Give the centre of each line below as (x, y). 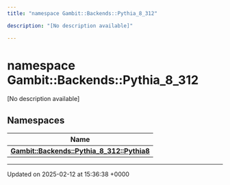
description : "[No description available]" (70, 26)
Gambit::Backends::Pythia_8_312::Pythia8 (80, 151)
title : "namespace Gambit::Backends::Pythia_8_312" (82, 13)
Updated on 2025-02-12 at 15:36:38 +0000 (68, 174)
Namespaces (36, 120)
